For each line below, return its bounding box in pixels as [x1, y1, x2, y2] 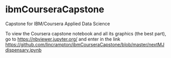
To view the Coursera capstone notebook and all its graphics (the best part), [5, 30, 166, 36]
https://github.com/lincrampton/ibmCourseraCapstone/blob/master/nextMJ [5, 41, 165, 47]
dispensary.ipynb [5, 47, 42, 53]
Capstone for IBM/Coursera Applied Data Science [5, 21, 110, 27]
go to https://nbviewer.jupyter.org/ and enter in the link [5, 36, 121, 42]
